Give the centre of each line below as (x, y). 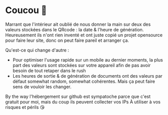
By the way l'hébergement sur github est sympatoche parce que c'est (78, 96)
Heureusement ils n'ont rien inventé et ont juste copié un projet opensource (84, 35)
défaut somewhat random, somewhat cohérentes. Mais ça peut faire (84, 81)
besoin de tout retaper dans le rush (49, 71)
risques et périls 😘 (25, 107)
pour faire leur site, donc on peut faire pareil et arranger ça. (67, 40)
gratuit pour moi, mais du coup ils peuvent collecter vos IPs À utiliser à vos (83, 102)
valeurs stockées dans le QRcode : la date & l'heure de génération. (75, 29)
